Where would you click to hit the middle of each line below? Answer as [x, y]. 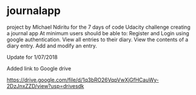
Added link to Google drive [39, 68]
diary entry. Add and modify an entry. [52, 46]
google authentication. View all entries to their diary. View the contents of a [97, 39]
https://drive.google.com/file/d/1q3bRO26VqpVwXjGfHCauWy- [83, 80]
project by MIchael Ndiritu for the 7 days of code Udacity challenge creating [99, 27]
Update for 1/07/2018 [32, 57]
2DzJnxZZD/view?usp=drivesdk [45, 86]
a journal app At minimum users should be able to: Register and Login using [98, 33]
